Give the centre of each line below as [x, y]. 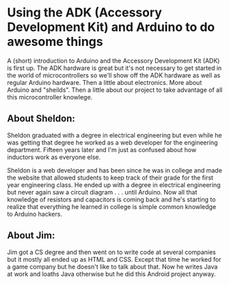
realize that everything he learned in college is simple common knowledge [112, 206]
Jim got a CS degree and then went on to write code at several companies [112, 252]
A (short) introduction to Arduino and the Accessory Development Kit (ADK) [113, 60]
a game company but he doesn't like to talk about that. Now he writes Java [112, 267]
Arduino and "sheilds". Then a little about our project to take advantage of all [115, 90]
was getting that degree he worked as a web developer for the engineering [112, 142]
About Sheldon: [41, 119]
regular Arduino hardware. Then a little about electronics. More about [105, 82]
